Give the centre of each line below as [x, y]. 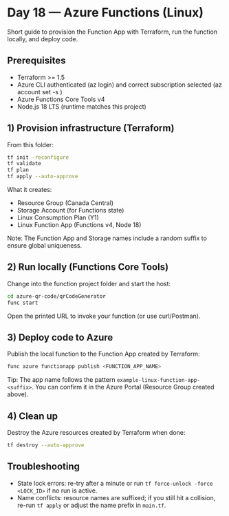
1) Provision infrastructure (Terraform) [91, 128]
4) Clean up [33, 416]
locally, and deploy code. [43, 39]
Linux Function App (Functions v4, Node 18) [79, 225]
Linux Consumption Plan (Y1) [58, 217]
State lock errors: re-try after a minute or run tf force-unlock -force [115, 483]
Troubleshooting [44, 467]
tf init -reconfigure [38, 157]
